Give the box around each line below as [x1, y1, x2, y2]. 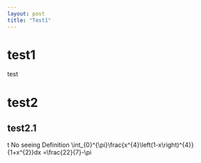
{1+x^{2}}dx [7, 148, 42, 157]
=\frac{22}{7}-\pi [43, 148, 92, 157]
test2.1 [7, 122, 37, 134]
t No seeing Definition [7, 141, 70, 149]
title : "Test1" [7, 17, 52, 24]
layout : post [7, 10, 45, 17]
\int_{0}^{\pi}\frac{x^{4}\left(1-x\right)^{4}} [70, 141, 194, 149]
